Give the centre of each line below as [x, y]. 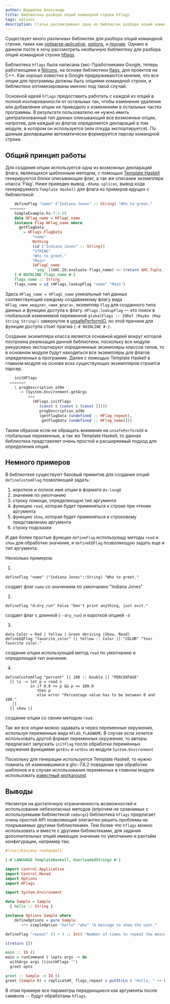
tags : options [20, 19]
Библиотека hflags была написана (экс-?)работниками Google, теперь [82, 65]
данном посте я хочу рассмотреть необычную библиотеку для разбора [83, 49]
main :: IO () [20, 953]
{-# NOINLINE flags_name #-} [45, 275]
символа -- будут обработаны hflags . [46, 996]
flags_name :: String [37, 280]
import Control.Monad [28, 874]
